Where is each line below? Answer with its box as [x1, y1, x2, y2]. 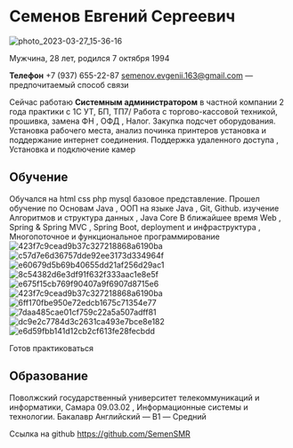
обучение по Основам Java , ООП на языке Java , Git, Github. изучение [9, 203, 280, 213]
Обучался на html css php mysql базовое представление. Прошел [9, 193, 260, 204]
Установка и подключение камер [9, 144, 136, 155]
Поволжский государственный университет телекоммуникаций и [9, 392, 260, 403]
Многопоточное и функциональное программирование [9, 231, 220, 242]
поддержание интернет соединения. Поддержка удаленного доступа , [9, 134, 279, 145]
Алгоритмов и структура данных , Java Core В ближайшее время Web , [9, 212, 282, 223]
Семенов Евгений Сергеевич [9, 6, 236, 27]
